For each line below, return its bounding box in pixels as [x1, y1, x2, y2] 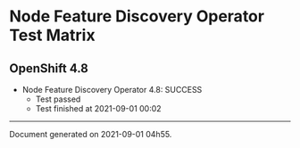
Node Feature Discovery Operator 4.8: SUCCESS [21, 85, 203, 95]
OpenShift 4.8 [9, 61, 89, 76]
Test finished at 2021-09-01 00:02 [35, 103, 162, 113]
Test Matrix [9, 25, 96, 45]
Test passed [35, 94, 81, 104]
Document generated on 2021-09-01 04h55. [9, 129, 172, 139]
